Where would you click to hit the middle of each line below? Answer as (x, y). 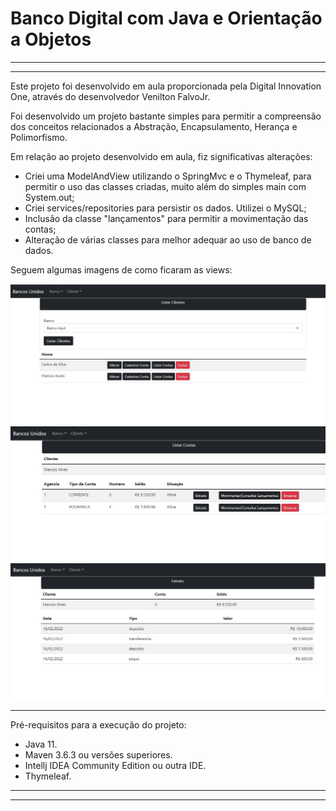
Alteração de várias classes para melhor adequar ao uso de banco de (168, 239)
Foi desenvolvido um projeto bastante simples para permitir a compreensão (166, 116)
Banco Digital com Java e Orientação (166, 18)
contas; (40, 229)
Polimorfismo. (39, 137)
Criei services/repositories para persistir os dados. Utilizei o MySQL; (165, 208)
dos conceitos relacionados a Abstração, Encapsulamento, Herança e (154, 126)
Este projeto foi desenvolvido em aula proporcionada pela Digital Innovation (166, 86)
